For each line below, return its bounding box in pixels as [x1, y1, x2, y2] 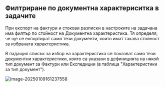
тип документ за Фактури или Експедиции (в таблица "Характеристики [5, 61, 157, 67]
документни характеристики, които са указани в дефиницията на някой [5, 56, 159, 62]
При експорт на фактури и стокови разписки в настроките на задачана [5, 25, 157, 31]
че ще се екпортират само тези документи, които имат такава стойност [5, 35, 160, 41]
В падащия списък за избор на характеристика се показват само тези [5, 50, 156, 56]
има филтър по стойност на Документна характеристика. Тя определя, [5, 30, 158, 36]
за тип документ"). [5, 66, 45, 72]
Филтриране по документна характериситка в [5, 4, 159, 12]
